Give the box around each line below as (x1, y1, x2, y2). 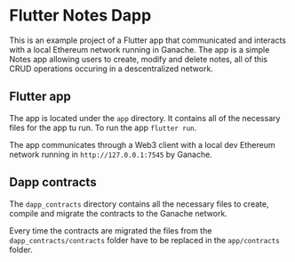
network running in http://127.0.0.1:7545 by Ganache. (9, 149, 213, 160)
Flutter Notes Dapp (9, 5, 152, 26)
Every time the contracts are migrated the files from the (9, 225, 212, 236)
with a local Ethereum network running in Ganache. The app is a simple (9, 44, 270, 54)
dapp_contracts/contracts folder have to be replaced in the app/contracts (9, 234, 280, 245)
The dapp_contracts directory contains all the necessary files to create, (9, 198, 269, 209)
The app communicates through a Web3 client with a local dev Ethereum (9, 139, 275, 150)
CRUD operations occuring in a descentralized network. (9, 63, 213, 74)
